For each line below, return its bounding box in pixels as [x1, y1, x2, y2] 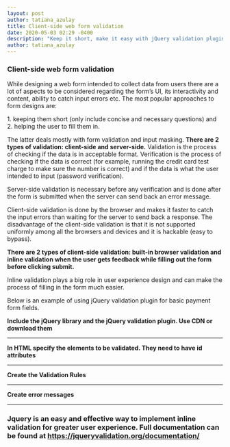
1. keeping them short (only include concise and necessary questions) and [7, 115, 217, 123]
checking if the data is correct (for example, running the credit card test [7, 157, 209, 166]
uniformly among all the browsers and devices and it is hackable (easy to [7, 227, 214, 236]
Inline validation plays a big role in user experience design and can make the [7, 276, 222, 284]
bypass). [7, 235, 32, 243]
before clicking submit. [7, 263, 75, 271]
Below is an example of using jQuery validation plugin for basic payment [7, 296, 211, 305]
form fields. [7, 304, 40, 312]
